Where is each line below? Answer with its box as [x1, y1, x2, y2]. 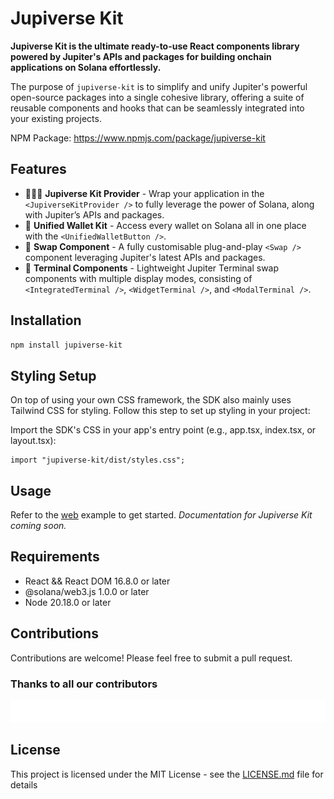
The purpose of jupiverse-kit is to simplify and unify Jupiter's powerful [10, 80, 308, 92]
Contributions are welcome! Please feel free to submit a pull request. [10, 652, 293, 664]
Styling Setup [10, 367, 97, 384]
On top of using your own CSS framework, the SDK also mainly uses [10, 394, 292, 406]
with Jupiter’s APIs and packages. [24, 208, 165, 221]
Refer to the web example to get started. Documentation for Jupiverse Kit [10, 509, 313, 521]
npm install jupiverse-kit [10, 340, 123, 350]
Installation [10, 312, 82, 329]
